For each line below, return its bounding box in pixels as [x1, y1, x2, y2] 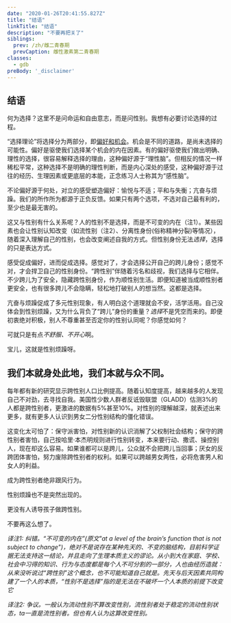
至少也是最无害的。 [7, 203, 62, 212]
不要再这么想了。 [7, 520, 56, 528]
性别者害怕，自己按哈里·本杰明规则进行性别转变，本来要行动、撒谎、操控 [7, 435, 214, 444]
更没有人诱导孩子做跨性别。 [7, 506, 86, 514]
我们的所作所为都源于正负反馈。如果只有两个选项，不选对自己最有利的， [19, 195, 223, 203]
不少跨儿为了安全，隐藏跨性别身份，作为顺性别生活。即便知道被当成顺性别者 [7, 275, 223, 284]
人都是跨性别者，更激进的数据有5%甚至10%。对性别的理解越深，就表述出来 [7, 404, 221, 412]
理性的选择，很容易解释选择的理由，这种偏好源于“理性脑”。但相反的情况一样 [7, 155, 223, 163]
